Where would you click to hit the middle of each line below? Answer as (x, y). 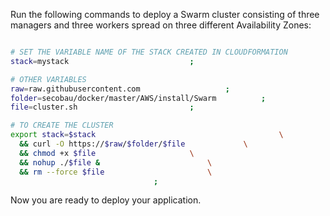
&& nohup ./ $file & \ (116, 162)
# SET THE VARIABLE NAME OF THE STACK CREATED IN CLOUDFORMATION (149, 52)
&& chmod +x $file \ (107, 153)
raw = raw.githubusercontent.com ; (120, 89)
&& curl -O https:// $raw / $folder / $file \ (133, 144)
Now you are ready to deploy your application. (106, 200)
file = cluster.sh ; (102, 107)
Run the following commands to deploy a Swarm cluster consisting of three (165, 14)
